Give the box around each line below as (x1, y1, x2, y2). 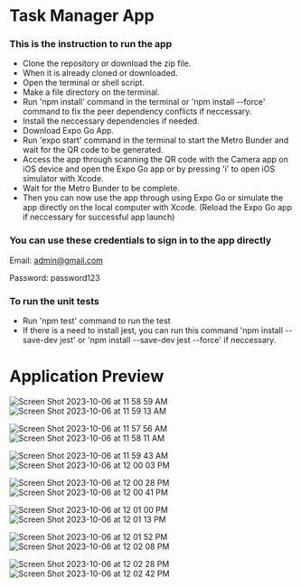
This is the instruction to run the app (9, 38, 173, 51)
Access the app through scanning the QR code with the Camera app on (22, 154, 289, 165)
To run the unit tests (9, 294, 99, 307)
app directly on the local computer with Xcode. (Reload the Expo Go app (22, 202, 292, 213)
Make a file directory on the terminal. (22, 87, 160, 98)
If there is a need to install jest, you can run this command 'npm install (22, 325, 283, 336)
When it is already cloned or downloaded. (22, 68, 178, 79)
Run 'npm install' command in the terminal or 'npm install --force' (22, 97, 266, 107)
